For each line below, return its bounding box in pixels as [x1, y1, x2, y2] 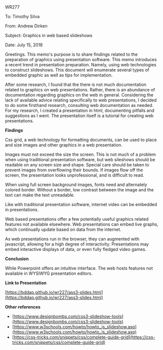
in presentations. [5, 207, 39, 212]
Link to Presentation [5, 280, 47, 286]
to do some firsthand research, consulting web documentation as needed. [5, 103, 154, 108]
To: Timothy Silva [5, 14, 40, 19]
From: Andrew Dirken [5, 23, 48, 29]
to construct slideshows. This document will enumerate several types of [5, 67, 149, 73]
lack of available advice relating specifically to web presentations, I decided [5, 97, 157, 103]
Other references [5, 304, 41, 309]
